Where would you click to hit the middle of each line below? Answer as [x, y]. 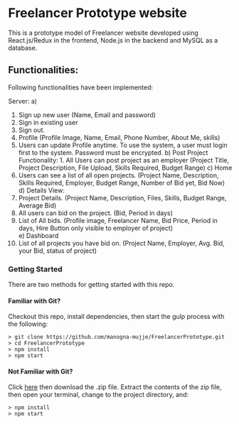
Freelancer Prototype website [97, 13]
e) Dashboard [38, 235]
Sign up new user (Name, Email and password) [87, 114]
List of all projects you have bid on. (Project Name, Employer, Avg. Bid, [121, 243]
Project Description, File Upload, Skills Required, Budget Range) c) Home [125, 168]
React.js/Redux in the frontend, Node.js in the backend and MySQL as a [113, 40]
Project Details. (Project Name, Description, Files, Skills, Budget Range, [122, 197]
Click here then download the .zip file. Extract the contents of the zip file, [115, 387]
